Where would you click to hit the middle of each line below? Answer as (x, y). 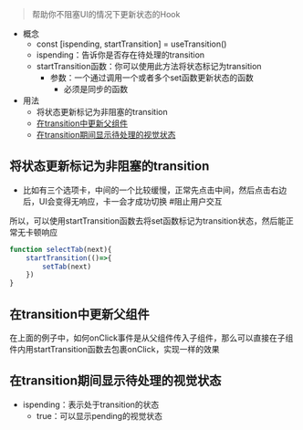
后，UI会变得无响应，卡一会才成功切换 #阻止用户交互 (122, 201)
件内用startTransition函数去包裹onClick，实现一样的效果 (115, 349)
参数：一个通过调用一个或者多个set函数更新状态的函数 (151, 78)
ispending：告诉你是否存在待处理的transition (120, 55)
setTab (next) (67, 267)
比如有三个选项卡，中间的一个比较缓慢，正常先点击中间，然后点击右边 (155, 190)
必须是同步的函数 (96, 89)
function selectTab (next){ (61, 249)
